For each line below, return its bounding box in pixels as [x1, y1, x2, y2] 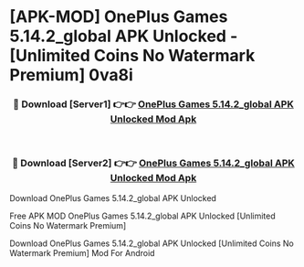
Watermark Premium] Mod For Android [9, 247, 155, 258]
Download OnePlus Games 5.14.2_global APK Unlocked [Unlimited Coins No [9, 238, 295, 249]
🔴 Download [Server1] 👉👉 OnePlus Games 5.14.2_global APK [13, 98, 294, 111]
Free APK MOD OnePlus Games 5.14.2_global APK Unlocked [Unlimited [9, 210, 276, 221]
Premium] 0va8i [9, 65, 134, 86]
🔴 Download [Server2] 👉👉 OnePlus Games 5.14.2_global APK [12, 157, 295, 170]
